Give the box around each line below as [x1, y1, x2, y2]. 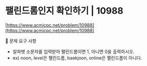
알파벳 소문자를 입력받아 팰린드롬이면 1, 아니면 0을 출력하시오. [12, 48, 135, 54]
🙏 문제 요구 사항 [5, 38, 37, 44]
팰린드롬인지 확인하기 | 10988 [5, 5, 124, 17]
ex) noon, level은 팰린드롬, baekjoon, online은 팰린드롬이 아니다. [12, 54, 142, 61]
